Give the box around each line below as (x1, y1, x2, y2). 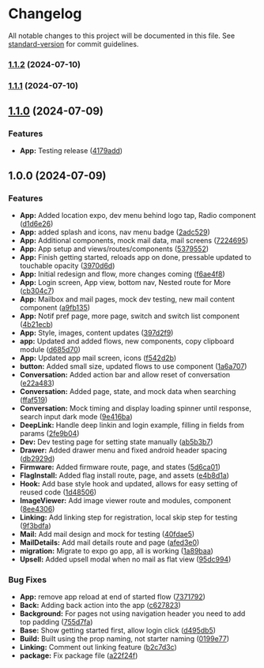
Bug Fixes (8, 574, 47, 585)
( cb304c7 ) (19, 286, 55, 296)
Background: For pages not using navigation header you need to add (19, 609, 246, 618)
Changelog (8, 5, 82, 23)
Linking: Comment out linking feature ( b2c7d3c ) (19, 643, 178, 652)
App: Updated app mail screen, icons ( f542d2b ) (19, 353, 177, 363)
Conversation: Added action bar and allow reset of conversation (19, 370, 231, 380)
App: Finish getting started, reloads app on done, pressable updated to (19, 253, 251, 262)
